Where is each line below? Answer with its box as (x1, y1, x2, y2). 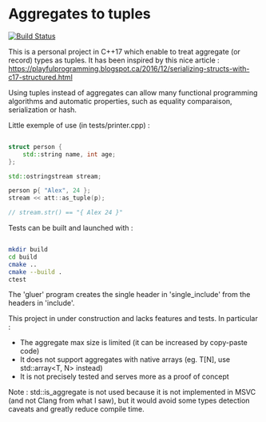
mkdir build (8, 246, 48, 254)
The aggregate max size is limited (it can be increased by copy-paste (19, 338, 248, 348)
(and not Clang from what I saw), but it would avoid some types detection (8, 396, 250, 405)
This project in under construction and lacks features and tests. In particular (8, 314, 258, 324)
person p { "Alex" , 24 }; (8, 187, 91, 195)
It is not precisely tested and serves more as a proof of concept (19, 372, 229, 381)
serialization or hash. (8, 105, 77, 115)
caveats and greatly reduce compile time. (8, 404, 145, 414)
